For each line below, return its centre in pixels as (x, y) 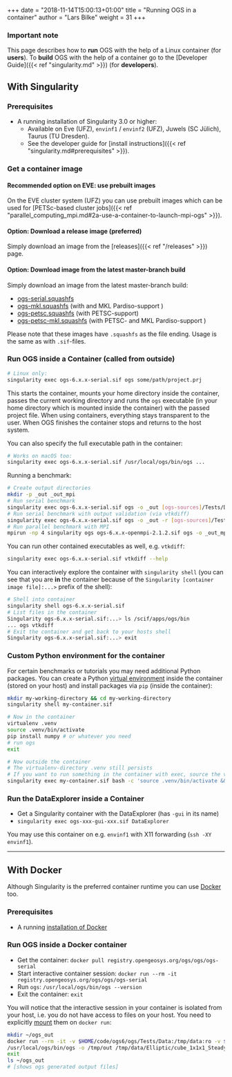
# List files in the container (52, 612)
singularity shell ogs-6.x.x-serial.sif (66, 606)
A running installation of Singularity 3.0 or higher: (87, 121)
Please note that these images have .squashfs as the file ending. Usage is (112, 334)
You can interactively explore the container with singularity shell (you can (115, 572)
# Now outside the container (49, 762)
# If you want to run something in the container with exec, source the (114, 775)
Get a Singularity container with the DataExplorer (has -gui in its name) (118, 814)
